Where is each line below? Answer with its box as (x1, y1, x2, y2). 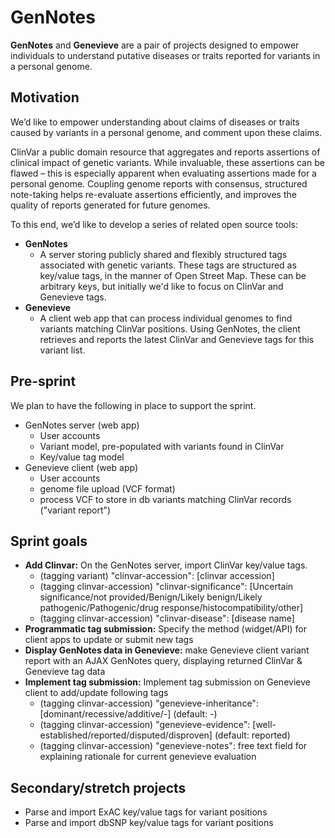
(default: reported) (214, 729, 291, 741)
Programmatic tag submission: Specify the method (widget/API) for (24, 623, 307, 635)
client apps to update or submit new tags (24, 634, 194, 646)
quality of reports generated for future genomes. (10, 199, 211, 211)
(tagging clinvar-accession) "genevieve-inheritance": (39, 697, 259, 710)
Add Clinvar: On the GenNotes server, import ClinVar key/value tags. (24, 559, 308, 571)
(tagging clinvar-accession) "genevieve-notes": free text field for (39, 740, 308, 752)
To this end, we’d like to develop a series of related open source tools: (10, 218, 298, 230)
